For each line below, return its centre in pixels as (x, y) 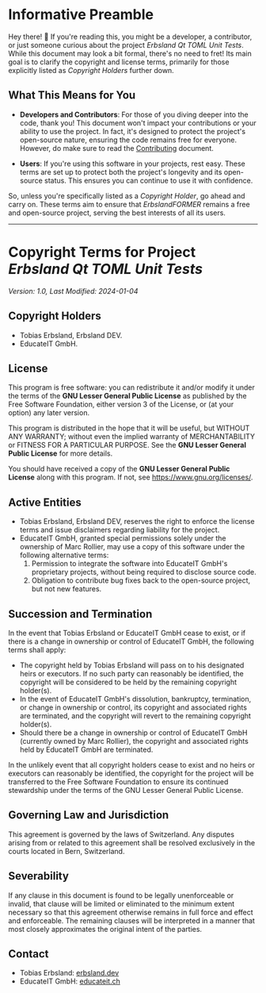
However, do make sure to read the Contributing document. (116, 148)
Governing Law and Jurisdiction (89, 815)
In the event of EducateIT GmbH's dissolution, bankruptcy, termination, (135, 699)
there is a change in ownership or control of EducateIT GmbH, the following (131, 641)
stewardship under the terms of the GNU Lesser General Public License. (126, 790)
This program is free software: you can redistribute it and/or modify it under (131, 387)
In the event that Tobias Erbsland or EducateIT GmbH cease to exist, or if (127, 633)
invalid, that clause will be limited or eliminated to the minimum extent (122, 903)
